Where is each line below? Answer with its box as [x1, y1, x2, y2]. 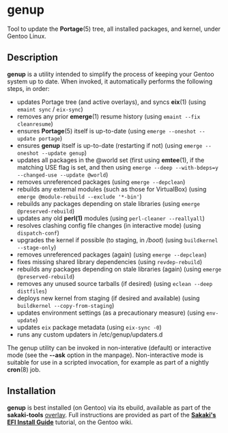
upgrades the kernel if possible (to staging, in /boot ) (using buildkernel [16, 235, 218, 244]
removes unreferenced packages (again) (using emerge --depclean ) [16, 250, 207, 259]
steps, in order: [7, 84, 50, 92]
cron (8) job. [7, 365, 41, 373]
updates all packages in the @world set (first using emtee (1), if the [16, 156, 205, 164]
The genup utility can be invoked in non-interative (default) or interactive [7, 343, 212, 352]
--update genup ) [42, 148, 87, 157]
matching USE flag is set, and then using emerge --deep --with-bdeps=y [16, 163, 218, 171]
